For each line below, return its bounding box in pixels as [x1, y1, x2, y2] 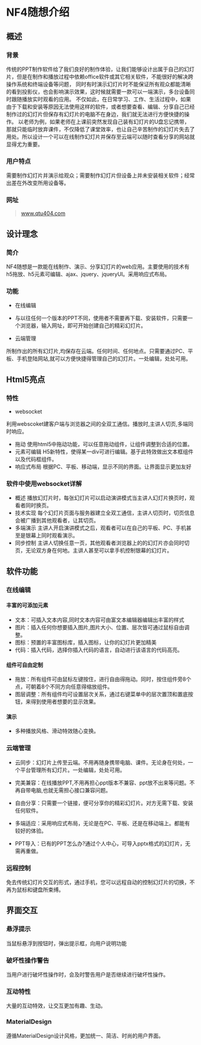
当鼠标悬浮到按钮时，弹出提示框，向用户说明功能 [6, 939, 127, 947]
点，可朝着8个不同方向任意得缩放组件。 [14, 683, 113, 691]
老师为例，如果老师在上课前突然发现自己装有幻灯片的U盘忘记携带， [23, 118, 190, 125]
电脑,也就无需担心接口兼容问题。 [31, 786, 111, 793]
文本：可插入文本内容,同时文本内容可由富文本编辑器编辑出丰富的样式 [14, 616, 184, 623]
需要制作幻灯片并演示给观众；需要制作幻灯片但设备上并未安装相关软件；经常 [6, 172, 195, 179]
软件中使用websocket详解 [6, 480, 82, 488]
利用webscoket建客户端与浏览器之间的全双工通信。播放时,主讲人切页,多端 [6, 420, 188, 428]
